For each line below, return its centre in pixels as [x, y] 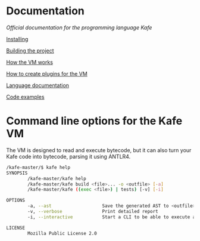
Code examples [25, 97]
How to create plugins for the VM [47, 73]
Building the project [30, 50]
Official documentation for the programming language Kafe [79, 27]
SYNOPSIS [17, 173]
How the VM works [30, 62]
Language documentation [38, 85]
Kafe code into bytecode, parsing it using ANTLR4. [68, 156]
